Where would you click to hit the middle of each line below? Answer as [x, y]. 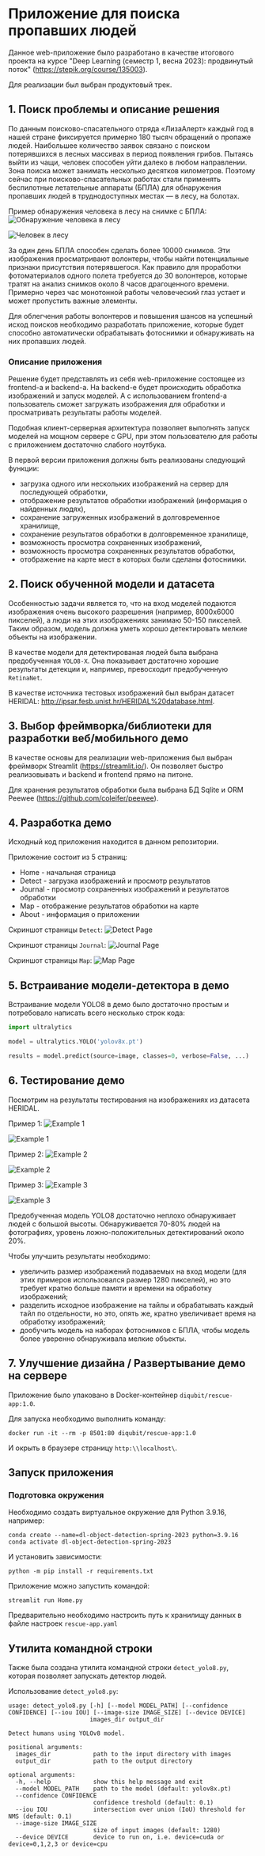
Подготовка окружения [56, 1494]
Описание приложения [55, 362]
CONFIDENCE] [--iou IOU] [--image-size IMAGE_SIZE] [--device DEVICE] [127, 1713]
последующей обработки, [64, 492]
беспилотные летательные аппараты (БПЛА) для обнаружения [115, 187]
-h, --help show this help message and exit [109, 1782]
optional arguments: [42, 1775]
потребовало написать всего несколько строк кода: [97, 1013]
